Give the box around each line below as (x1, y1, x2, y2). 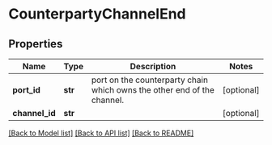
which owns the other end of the (91, 85, 215, 95)
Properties (8, 37, 63, 51)
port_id (12, 85, 40, 95)
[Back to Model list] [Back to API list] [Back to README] (8, 128, 194, 138)
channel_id (12, 108, 57, 118)
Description (130, 61, 176, 72)
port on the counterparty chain (91, 74, 209, 85)
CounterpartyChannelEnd (8, 5, 186, 23)
